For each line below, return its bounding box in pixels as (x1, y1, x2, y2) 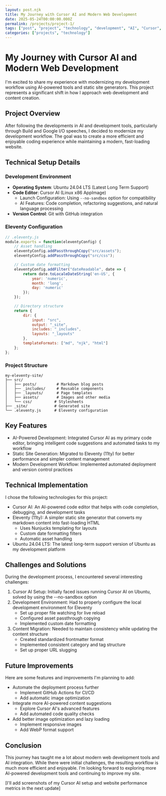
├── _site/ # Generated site (5, 404, 91, 409)
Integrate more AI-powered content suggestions (12, 700, 112, 706)
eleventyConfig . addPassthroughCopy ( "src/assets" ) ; (14, 249, 122, 254)
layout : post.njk (5, 7, 41, 12)
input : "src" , (31, 318, 61, 322)
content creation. (5, 95, 40, 101)
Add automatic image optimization (19, 695, 91, 701)
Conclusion (5, 741, 42, 750)
